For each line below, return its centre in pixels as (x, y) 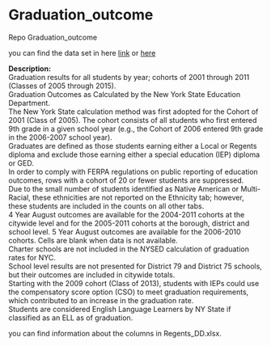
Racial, (19, 197)
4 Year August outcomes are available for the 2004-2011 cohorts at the (127, 214)
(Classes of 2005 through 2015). (62, 86)
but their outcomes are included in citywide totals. (92, 274)
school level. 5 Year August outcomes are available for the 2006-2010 (125, 231)
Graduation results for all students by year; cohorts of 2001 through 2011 (129, 77)
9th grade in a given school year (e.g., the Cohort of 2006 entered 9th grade (136, 129)
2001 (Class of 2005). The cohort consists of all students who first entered (133, 120)
